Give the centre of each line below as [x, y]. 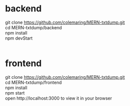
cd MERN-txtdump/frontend [33, 82]
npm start [15, 93]
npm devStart [19, 38]
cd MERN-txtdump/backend [34, 27]
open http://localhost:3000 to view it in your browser [59, 98]
